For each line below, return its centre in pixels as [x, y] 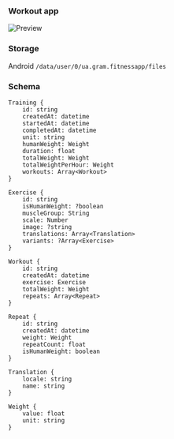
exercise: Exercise [54, 282]
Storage [24, 49]
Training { [26, 103]
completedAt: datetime [59, 130]
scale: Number [45, 220]
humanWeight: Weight [56, 144]
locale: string [47, 379]
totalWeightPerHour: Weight [68, 165]
